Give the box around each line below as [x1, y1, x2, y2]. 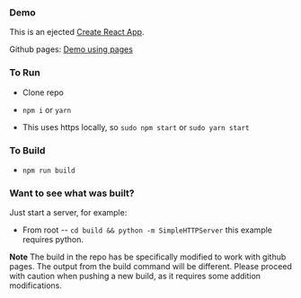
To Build [9, 144, 46, 156]
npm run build [22, 166, 75, 175]
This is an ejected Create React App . [9, 27, 145, 38]
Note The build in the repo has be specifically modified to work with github [9, 251, 287, 262]
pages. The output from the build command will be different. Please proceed [9, 261, 292, 272]
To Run [9, 66, 40, 79]
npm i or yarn [22, 104, 72, 115]
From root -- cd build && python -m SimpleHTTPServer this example [22, 224, 272, 235]
